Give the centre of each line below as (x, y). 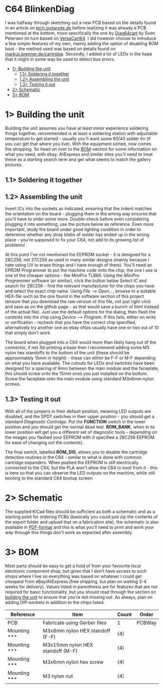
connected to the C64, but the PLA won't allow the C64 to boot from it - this (81, 468)
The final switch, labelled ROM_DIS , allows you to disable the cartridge (76, 452)
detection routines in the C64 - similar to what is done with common (73, 457)
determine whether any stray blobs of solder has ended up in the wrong (77, 235)
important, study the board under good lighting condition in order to (73, 230)
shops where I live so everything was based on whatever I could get (73, 576)
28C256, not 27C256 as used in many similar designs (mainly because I (77, 260)
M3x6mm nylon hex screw (73, 662)
